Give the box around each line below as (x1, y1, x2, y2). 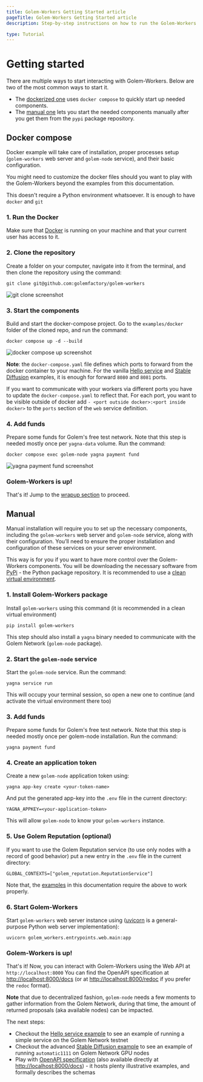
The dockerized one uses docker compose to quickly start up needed (15, 95, 185, 103)
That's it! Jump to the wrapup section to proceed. (6, 491, 130, 498)
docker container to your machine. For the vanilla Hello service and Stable (6, 367, 191, 374)
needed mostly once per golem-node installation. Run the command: (6, 732, 178, 740)
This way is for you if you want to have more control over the (6, 556, 158, 563)
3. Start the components (6, 306, 80, 314)
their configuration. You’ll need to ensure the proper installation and (6, 538, 175, 545)
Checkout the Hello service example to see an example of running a (15, 1030, 185, 1038)
